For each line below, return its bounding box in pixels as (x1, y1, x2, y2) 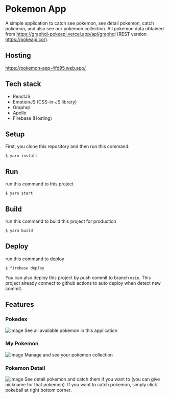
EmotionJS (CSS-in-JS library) (12, 98, 77, 105)
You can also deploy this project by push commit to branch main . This (5, 275, 151, 281)
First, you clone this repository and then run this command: (5, 143, 130, 150)
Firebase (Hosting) (12, 115, 52, 121)
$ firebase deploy (5, 265, 44, 270)
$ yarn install (5, 153, 38, 159)
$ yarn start (5, 191, 33, 196)
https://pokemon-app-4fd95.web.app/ (5, 65, 86, 71)
